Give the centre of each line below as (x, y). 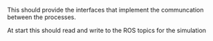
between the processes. (41, 17)
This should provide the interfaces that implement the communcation (105, 10)
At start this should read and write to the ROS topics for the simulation (106, 30)
